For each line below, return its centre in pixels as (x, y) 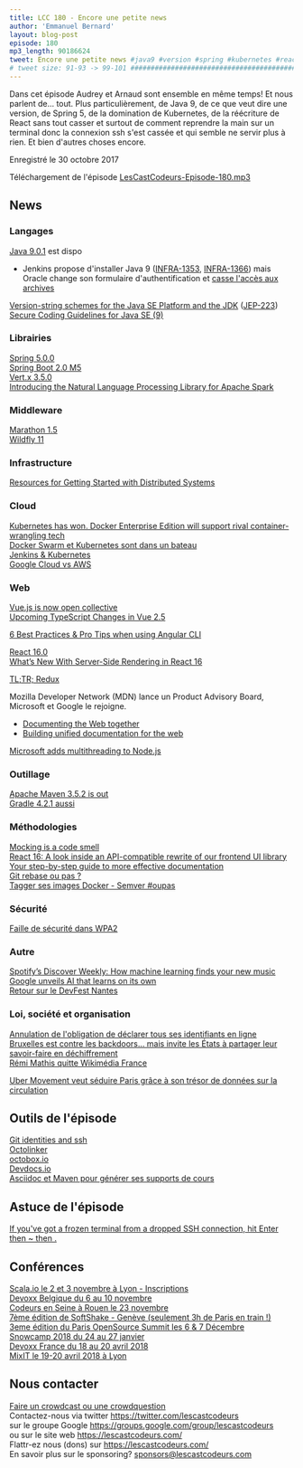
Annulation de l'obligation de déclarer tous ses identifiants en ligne (133, 1034)
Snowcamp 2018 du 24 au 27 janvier (77, 1336)
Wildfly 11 (27, 440)
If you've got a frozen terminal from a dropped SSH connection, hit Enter (144, 1229)
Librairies (31, 338)
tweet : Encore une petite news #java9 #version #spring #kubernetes (141, 60)
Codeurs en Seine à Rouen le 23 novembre (89, 1307)
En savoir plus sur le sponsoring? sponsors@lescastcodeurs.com (131, 1454)
